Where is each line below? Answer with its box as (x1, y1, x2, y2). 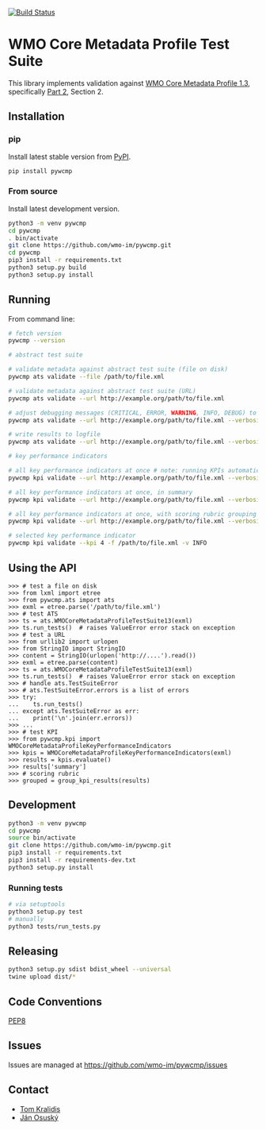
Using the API (8, 561, 77, 575)
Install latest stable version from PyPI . (8, 152, 131, 161)
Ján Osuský (19, 1113, 59, 1122)
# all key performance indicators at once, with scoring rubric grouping (8, 510, 257, 518)
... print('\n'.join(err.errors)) (8, 714, 133, 722)
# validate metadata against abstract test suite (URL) (8, 387, 196, 395)
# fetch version (8, 330, 62, 337)
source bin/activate (8, 834, 77, 842)
